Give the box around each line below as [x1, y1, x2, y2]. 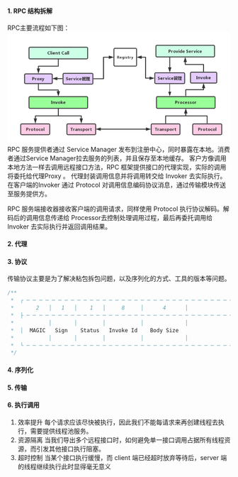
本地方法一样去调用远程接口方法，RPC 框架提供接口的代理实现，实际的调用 [7, 163, 227, 171]
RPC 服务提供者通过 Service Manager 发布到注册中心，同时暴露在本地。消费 [7, 145, 230, 153]
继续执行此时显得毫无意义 [36, 462, 111, 471]
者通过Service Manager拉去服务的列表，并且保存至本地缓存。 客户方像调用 [7, 153, 227, 163]
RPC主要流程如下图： [7, 23, 70, 32]
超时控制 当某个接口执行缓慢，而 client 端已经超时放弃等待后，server [17, 453, 220, 461]
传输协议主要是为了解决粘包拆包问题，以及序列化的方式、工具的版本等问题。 [7, 274, 231, 283]
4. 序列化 [7, 366, 34, 374]
